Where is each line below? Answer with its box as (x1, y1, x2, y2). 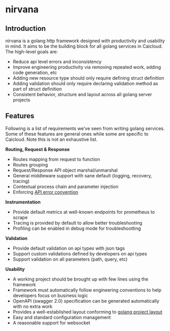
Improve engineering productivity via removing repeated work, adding (12, 64, 161, 70)
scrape (12, 214, 28, 220)
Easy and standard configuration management (12, 314, 111, 320)
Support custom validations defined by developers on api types (12, 250, 147, 256)
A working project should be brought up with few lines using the (12, 276, 148, 282)
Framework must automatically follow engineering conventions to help (12, 287, 162, 293)
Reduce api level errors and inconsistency (12, 59, 102, 65)
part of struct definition (12, 86, 62, 92)
